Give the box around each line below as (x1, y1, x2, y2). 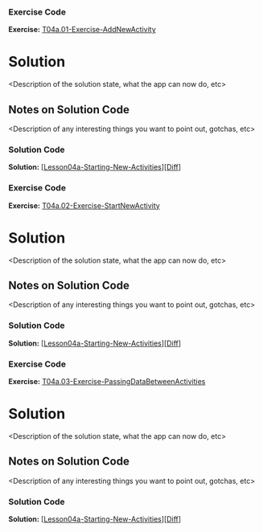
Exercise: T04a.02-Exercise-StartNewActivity (8, 200, 161, 211)
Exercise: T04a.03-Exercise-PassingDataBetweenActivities (8, 376, 206, 386)
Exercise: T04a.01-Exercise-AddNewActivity (8, 25, 157, 35)
